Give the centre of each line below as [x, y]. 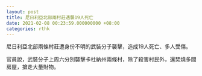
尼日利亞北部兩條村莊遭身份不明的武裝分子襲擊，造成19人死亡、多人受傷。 [99, 46]
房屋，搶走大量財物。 [33, 67]
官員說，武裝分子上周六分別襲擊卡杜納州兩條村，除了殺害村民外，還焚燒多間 [101, 59]
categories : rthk [28, 29]
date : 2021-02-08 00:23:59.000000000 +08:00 [63, 23]
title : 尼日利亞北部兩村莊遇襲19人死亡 [50, 17]
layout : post [23, 12]
